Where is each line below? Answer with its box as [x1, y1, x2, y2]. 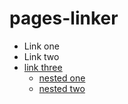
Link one [23, 40, 60, 52]
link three [23, 61, 63, 73]
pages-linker [9, 7, 119, 30]
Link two [23, 50, 60, 62]
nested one [38, 72, 86, 84]
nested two [38, 82, 86, 94]
